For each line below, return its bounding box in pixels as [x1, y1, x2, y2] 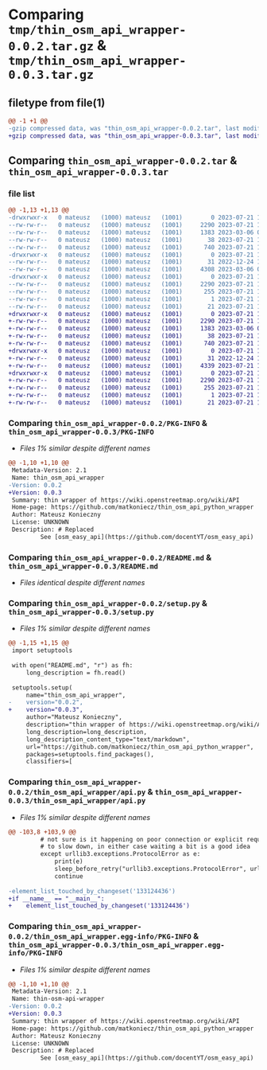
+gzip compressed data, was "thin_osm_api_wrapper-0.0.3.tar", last [8, 131, 240, 140]
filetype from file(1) [8, 96, 106, 109]
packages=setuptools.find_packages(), [25, 750, 155, 758]
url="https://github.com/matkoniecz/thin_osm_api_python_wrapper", [25, 743, 254, 751]
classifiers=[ [25, 758, 73, 766]
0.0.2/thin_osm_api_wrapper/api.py [8, 788, 146, 797]
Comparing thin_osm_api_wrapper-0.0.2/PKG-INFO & [8, 417, 208, 428]
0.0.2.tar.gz [8, 39, 94, 54]
